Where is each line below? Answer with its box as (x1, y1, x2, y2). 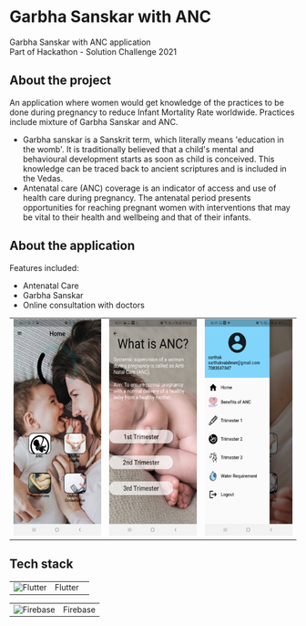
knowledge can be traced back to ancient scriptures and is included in (22, 162, 287, 174)
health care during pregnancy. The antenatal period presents (22, 192, 251, 203)
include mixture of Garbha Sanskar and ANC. (9, 116, 178, 127)
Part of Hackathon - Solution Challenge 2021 (9, 46, 178, 57)
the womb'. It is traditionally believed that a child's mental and (22, 143, 255, 154)
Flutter (54, 582, 79, 593)
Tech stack (9, 557, 74, 572)
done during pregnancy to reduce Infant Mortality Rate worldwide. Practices (9, 107, 295, 118)
